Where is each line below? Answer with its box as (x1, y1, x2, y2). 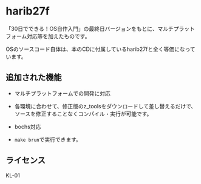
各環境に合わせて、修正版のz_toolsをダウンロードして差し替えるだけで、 (14, 102, 197, 110)
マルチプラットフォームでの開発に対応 (14, 90, 111, 97)
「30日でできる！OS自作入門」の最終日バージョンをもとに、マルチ (5, 25, 174, 32)
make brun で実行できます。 (14, 136, 81, 143)
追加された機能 (5, 73, 62, 83)
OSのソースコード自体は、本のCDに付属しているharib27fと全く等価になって (5, 45, 196, 53)
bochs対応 (14, 123, 41, 130)
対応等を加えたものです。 (26, 32, 90, 40)
